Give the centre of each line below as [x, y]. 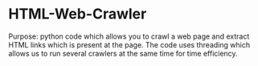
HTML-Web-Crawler [78, 14]
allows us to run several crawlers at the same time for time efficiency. [123, 53]
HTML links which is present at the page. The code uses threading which [129, 44]
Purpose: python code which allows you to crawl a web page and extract [129, 36]
